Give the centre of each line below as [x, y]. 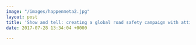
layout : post [22, 17]
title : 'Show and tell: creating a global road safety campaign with [92, 22]
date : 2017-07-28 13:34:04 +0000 [47, 28]
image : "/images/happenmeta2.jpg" [48, 11]
